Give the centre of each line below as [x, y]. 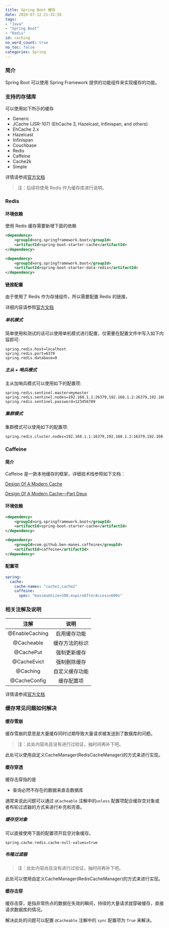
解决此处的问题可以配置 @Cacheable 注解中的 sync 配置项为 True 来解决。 [80, 920]
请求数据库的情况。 [25, 909]
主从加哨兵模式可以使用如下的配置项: [44, 383]
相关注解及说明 [23, 610]
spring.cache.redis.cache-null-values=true [52, 842]
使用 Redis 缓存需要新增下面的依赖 [41, 226]
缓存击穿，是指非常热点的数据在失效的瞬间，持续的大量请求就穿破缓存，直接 [84, 903]
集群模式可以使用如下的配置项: [37, 427]
